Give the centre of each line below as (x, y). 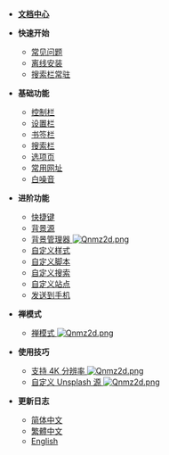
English (44, 441)
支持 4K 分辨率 (58, 371)
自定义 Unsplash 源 (66, 382)
